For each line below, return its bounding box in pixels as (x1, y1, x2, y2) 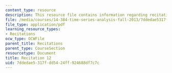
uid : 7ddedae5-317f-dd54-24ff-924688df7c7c (5, 60, 100, 65)
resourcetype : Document (5, 50, 56, 56)
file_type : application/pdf (5, 22, 66, 27)
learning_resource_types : (5, 27, 60, 32)
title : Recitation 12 (5, 55, 52, 61)
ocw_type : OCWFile (5, 36, 45, 42)
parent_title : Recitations (5, 41, 63, 46)
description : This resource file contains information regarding (5, 12, 147, 17)
